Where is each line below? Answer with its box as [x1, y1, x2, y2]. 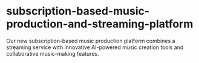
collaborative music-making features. [6, 50, 99, 57]
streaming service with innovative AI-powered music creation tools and [6, 44, 184, 51]
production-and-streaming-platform [6, 17, 194, 31]
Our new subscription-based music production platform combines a [6, 37, 175, 44]
